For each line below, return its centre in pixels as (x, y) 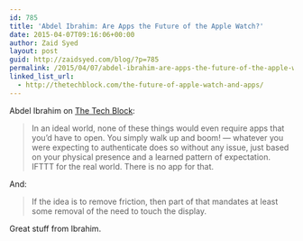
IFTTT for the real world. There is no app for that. (123, 166)
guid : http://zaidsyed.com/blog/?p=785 (84, 60)
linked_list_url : (42, 77)
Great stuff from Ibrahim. (55, 228)
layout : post (34, 51)
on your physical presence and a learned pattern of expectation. (151, 157)
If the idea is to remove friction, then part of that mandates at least (155, 201)
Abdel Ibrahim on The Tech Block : (72, 110)
